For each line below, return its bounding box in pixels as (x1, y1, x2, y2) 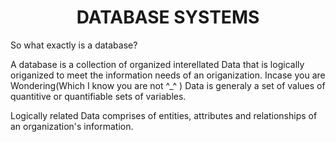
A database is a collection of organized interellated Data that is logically (10, 58, 305, 70)
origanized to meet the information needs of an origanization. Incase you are (10, 69, 326, 81)
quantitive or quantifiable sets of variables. (10, 90, 187, 102)
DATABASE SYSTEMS (76, 6, 260, 29)
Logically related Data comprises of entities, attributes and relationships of (10, 109, 318, 121)
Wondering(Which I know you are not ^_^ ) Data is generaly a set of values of (10, 79, 326, 91)
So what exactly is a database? (10, 39, 138, 51)
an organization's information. (10, 120, 134, 132)
